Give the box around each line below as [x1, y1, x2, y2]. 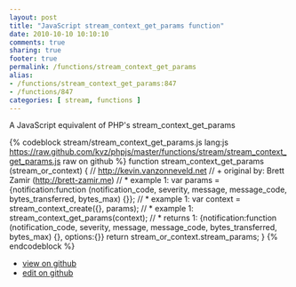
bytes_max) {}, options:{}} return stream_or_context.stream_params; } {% [9, 232, 278, 243]
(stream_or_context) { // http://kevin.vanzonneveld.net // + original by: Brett [9, 165, 284, 176]
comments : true [9, 37, 66, 47]
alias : [9, 71, 34, 80]
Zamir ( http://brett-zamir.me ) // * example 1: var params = [9, 175, 220, 186]
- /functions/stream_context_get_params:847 [9, 79, 177, 88]
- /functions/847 [9, 87, 74, 96]
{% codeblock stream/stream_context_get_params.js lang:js [9, 137, 229, 147]
